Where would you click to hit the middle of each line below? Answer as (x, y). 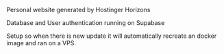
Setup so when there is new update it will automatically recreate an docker (112, 36)
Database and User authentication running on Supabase (86, 23)
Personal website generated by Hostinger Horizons (78, 10)
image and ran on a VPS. (41, 43)
